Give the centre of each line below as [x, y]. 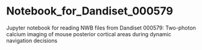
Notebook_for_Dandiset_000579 [90, 11]
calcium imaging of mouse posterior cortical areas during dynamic [89, 34]
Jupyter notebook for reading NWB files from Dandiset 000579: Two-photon [101, 28]
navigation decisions [32, 40]
